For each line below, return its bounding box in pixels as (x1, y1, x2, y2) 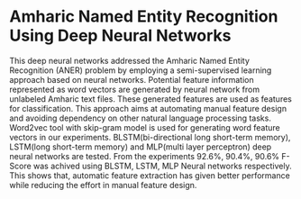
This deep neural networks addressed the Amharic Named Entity (9, 55, 251, 66)
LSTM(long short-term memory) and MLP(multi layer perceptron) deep (9, 141, 272, 152)
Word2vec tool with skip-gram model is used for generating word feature (9, 122, 281, 132)
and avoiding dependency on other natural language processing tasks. (9, 113, 272, 123)
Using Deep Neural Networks (9, 25, 232, 46)
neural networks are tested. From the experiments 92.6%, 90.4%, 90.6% (9, 150, 280, 161)
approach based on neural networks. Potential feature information (9, 74, 254, 85)
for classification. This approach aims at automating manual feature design (9, 103, 287, 113)
